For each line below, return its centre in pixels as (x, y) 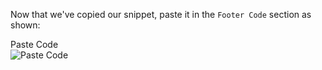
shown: (25, 25)
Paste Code (34, 44)
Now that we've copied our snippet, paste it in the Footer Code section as (161, 14)
